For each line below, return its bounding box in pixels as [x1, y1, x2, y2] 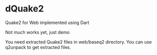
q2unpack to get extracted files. [5, 44, 71, 50]
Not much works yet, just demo [5, 29, 70, 35]
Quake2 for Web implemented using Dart [5, 19, 89, 25]
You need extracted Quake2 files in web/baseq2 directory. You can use [5, 38, 152, 45]
